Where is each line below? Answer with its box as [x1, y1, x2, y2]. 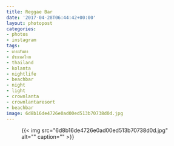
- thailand [6, 59, 34, 65]
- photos [6, 32, 28, 38]
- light [6, 88, 26, 94]
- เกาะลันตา [6, 48, 28, 55]
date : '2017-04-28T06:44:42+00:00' [6, 15, 96, 21]
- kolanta [6, 65, 32, 71]
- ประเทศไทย [6, 54, 32, 60]
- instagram [6, 37, 36, 43]
